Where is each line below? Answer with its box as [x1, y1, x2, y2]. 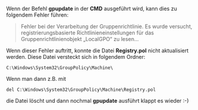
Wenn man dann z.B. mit [6, 76, 67, 82]
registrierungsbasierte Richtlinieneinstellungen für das [20, 29, 154, 36]
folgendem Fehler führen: [6, 11, 69, 18]
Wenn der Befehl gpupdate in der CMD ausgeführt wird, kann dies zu [6, 5, 177, 12]
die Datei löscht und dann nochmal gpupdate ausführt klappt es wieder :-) [6, 98, 189, 104]
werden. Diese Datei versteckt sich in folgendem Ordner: [6, 54, 146, 60]
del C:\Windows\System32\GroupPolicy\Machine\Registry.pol [6, 87, 156, 93]
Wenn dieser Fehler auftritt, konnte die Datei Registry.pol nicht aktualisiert [6, 47, 189, 54]
